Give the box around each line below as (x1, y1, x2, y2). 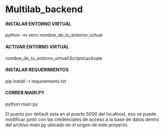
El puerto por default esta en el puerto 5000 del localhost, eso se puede (5, 111, 156, 117)
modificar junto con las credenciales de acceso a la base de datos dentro (5, 116, 159, 122)
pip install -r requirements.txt (5, 78, 66, 84)
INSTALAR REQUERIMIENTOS (5, 67, 69, 73)
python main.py (5, 101, 38, 107)
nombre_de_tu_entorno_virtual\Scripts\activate (5, 55, 103, 61)
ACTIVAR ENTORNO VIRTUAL (5, 43, 69, 49)
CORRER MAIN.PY (5, 90, 45, 96)
